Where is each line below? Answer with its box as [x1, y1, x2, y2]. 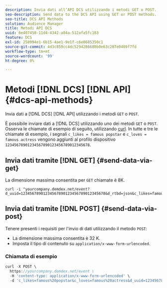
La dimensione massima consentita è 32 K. [12, 235, 100, 241]
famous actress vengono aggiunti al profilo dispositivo [5, 136, 116, 142]
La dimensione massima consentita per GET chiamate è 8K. [5, 177, 125, 183]
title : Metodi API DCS [5, 26, 52, 31]
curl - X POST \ [5, 264, 37, 269]
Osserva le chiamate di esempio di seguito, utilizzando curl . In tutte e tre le [5, 126, 158, 132]
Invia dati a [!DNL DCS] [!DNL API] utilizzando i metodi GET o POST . [5, 111, 139, 117]
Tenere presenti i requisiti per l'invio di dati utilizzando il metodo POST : [5, 225, 148, 231]
